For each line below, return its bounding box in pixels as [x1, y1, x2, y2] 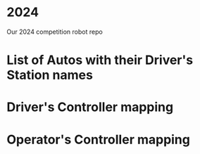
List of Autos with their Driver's [6, 52, 194, 68]
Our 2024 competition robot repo [6, 27, 103, 36]
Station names [6, 68, 93, 83]
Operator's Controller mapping [6, 131, 191, 148]
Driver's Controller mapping [6, 99, 174, 115]
